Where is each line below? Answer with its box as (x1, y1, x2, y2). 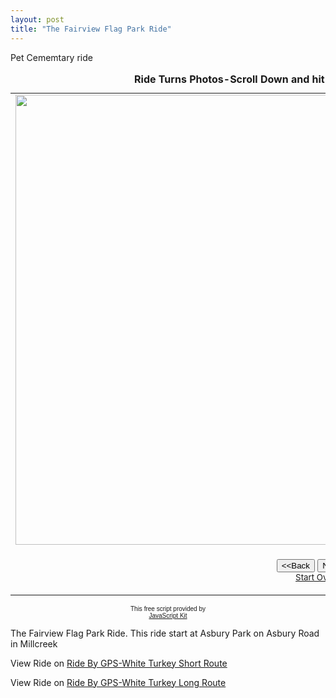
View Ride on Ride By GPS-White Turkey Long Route (10, 676, 227, 688)
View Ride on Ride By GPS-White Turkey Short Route (10, 657, 228, 669)
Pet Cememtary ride (10, 51, 93, 63)
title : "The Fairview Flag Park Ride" (10, 24, 172, 34)
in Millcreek (10, 637, 58, 650)
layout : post (10, 14, 65, 25)
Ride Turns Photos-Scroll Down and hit (134, 72, 325, 86)
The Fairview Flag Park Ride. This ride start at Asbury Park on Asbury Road (10, 627, 320, 639)
